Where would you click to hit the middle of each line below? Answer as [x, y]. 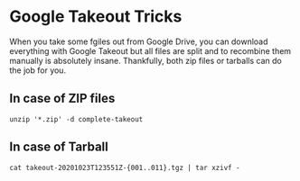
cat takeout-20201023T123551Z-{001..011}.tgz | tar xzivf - [125, 167]
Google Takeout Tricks [96, 17]
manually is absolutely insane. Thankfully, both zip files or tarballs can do [145, 60]
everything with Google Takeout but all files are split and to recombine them [150, 50]
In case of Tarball [59, 147]
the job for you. [37, 70]
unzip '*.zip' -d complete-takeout [76, 119]
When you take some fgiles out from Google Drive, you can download [139, 41]
